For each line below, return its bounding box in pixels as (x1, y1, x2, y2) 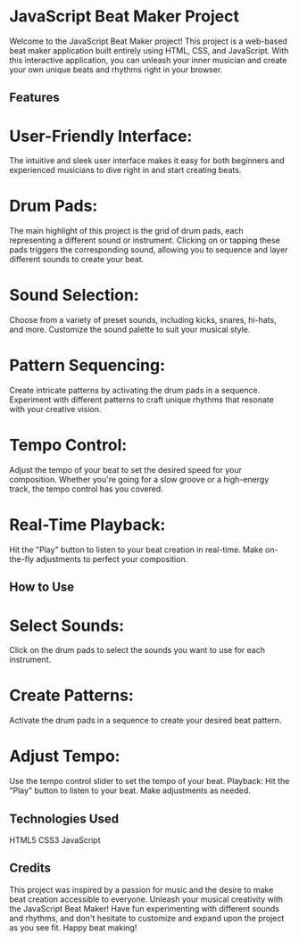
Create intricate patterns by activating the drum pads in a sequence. (9, 385, 261, 396)
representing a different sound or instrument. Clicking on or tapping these (9, 235, 281, 246)
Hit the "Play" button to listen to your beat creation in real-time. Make (9, 544, 263, 555)
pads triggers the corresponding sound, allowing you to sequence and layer (9, 244, 288, 255)
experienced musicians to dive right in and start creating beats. (9, 165, 242, 176)
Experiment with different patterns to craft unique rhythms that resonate (9, 394, 274, 405)
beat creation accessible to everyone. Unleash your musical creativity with (9, 894, 284, 905)
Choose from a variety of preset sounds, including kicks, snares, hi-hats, (9, 315, 277, 326)
